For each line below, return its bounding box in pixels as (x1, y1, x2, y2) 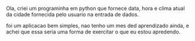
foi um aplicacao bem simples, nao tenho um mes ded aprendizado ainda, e (6, 23, 189, 29)
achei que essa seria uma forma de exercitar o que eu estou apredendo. (6, 28, 181, 35)
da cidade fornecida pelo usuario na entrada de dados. (6, 11, 139, 18)
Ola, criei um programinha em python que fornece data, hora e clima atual (6, 5, 185, 12)
